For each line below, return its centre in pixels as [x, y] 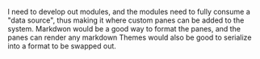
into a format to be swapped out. [62, 46]
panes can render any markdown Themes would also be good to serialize [130, 37]
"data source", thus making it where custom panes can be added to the [126, 20]
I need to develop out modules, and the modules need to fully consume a [129, 12]
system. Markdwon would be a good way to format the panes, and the [124, 29]
